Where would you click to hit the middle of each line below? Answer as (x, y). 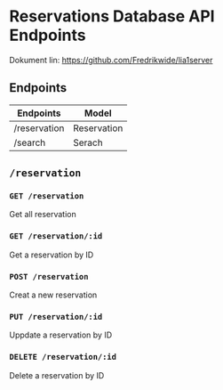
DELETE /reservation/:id (63, 357)
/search (30, 142)
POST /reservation (49, 276)
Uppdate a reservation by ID (61, 335)
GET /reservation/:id (56, 236)
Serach (88, 142)
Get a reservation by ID (52, 255)
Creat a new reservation (53, 295)
